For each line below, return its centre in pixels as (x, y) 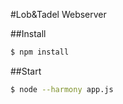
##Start (26, 71)
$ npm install (40, 52)
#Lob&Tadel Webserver (58, 14)
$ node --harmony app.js (62, 89)
